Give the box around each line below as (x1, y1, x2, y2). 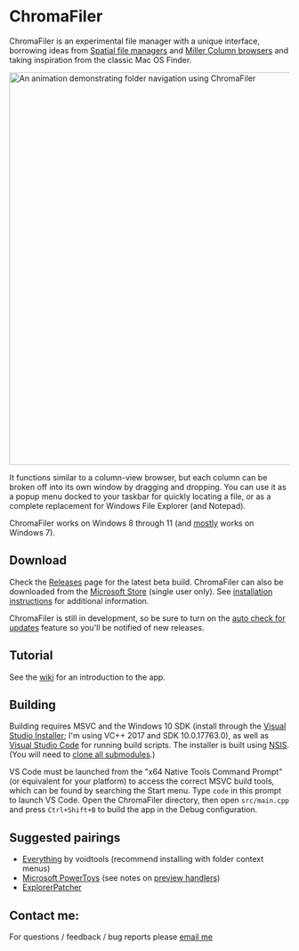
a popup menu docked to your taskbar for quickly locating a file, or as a (9, 491, 271, 502)
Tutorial (9, 648, 53, 664)
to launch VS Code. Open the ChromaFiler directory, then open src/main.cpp (9, 794, 289, 806)
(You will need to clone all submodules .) (9, 749, 156, 760)
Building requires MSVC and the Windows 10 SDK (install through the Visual (9, 721, 287, 731)
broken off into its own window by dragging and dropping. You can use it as (9, 481, 287, 492)
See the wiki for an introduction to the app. (9, 672, 166, 682)
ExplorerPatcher (21, 882, 82, 893)
